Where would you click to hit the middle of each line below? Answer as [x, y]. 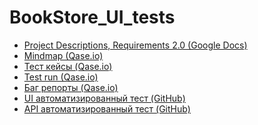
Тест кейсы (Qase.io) [68, 66]
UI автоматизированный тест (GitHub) [104, 98]
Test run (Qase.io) [61, 77]
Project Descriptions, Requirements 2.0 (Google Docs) [135, 45]
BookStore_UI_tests [92, 17]
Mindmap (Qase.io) [63, 55]
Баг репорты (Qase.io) [71, 87]
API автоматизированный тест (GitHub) [107, 108]
